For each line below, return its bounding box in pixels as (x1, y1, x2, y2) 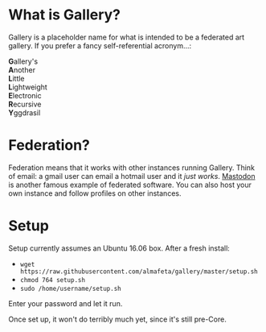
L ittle (8, 73, 26, 83)
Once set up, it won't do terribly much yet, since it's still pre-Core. (8, 314, 227, 324)
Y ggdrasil (8, 107, 41, 118)
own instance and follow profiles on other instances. (8, 188, 182, 198)
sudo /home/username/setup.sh (19, 284, 122, 293)
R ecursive (8, 99, 42, 109)
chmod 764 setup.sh (19, 276, 86, 284)
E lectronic (8, 90, 42, 100)
